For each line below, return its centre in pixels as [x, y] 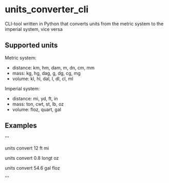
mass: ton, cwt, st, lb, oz [38, 104]
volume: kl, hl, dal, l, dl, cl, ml [43, 79]
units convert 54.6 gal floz [32, 168]
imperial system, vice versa [34, 29]
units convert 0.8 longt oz [32, 158]
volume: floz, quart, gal [36, 109]
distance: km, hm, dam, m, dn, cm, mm [53, 67]
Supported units [31, 45]
